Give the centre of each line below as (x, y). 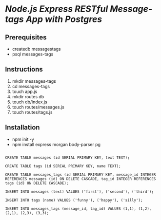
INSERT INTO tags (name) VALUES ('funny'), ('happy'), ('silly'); (74, 200)
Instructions (24, 69)
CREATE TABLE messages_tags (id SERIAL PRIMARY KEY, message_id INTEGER (80, 174)
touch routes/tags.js (32, 112)
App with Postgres (64, 19)
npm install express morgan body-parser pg (56, 144)
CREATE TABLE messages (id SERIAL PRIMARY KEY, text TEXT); (68, 157)
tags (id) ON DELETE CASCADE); (37, 183)
